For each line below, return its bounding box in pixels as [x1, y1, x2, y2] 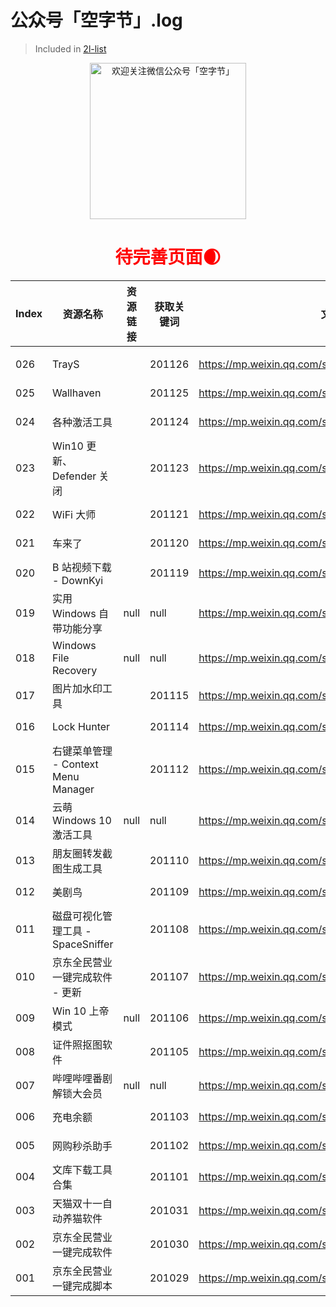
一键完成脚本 [52, 1279, 113, 1293]
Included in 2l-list [34, 42, 107, 55]
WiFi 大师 [52, 507, 97, 521]
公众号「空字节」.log [10, 9, 183, 32]
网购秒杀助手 [52, 1139, 113, 1153]
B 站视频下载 [52, 560, 112, 574]
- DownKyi [52, 573, 104, 587]
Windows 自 [52, 606, 110, 620]
